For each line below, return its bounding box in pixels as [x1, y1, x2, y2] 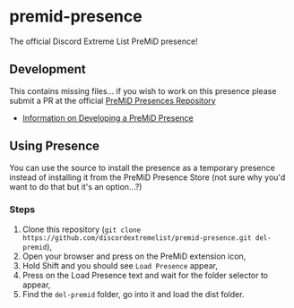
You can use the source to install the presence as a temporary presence [9, 162, 275, 173]
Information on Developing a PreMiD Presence [22, 112, 195, 123]
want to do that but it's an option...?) [9, 181, 143, 192]
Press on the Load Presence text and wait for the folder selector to [22, 269, 269, 280]
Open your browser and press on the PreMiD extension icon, [22, 251, 246, 261]
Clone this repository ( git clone [22, 224, 142, 235]
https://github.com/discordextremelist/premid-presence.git [22, 233, 252, 243]
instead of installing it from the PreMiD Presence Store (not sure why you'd [9, 172, 286, 183]
